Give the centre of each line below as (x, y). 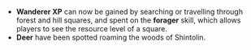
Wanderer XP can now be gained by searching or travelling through (130, 12)
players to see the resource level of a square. (92, 29)
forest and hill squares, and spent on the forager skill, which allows (128, 20)
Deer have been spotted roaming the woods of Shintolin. (111, 37)
